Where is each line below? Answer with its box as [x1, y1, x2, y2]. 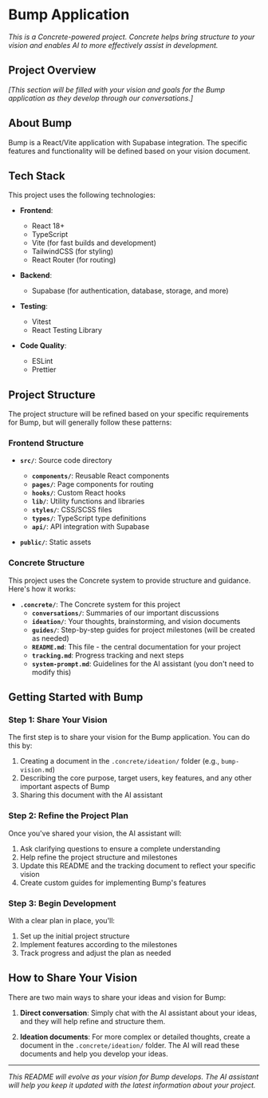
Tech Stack [8, 169, 65, 183]
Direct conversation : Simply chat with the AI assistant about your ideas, [19, 1008, 258, 1017]
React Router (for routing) [31, 255, 116, 265]
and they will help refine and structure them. [19, 1016, 166, 1026]
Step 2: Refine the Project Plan [8, 810, 129, 821]
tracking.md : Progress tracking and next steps [31, 650, 184, 660]
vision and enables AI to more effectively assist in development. [8, 40, 219, 49]
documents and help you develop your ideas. [19, 1049, 169, 1058]
